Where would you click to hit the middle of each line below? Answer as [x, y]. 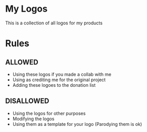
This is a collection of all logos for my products [54, 23]
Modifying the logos [33, 119]
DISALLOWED [27, 101]
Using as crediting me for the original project [59, 80]
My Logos [27, 9]
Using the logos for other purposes [49, 113]
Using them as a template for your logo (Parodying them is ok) [77, 124]
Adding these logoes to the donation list [54, 85]
